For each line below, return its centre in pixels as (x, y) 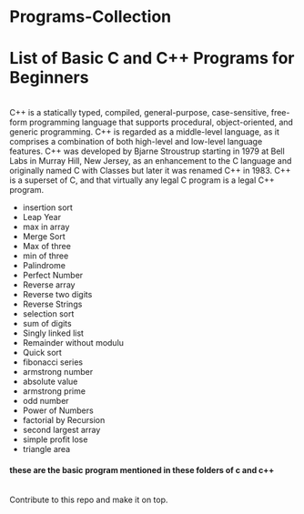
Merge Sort (44, 237)
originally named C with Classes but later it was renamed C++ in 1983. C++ (150, 171)
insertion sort (47, 207)
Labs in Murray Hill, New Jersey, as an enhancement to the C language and (151, 161)
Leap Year (42, 217)
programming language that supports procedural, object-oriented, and (161, 122)
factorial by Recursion (64, 420)
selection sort (48, 314)
